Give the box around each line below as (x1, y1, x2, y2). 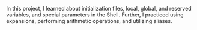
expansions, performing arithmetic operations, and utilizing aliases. (6, 18, 172, 24)
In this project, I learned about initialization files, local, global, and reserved (6, 5, 192, 12)
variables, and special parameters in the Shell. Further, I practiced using (6, 11, 184, 18)
